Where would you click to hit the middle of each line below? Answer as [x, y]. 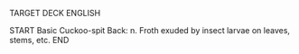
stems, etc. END [39, 40]
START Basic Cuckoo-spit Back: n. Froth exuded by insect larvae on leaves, [150, 30]
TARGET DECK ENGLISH [55, 13]
